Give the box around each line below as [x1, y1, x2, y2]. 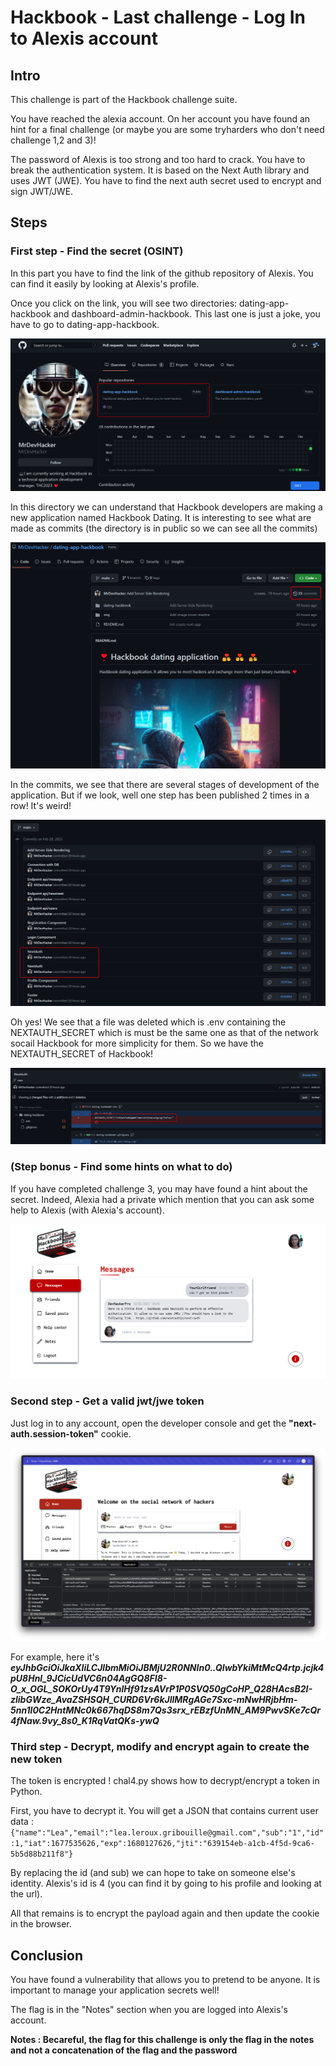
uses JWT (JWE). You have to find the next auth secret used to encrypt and [10, 175, 322, 186]
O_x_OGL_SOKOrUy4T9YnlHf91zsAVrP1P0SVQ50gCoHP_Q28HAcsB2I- [10, 1683, 313, 1695]
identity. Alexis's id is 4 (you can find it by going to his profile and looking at [10, 1877, 322, 1890]
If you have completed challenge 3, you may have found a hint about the [10, 1182, 308, 1195]
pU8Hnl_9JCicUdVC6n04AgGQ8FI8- [10, 1672, 168, 1685]
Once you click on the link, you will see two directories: [10, 297, 238, 309]
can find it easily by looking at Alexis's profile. [10, 277, 200, 290]
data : [10, 1816, 34, 1828]
